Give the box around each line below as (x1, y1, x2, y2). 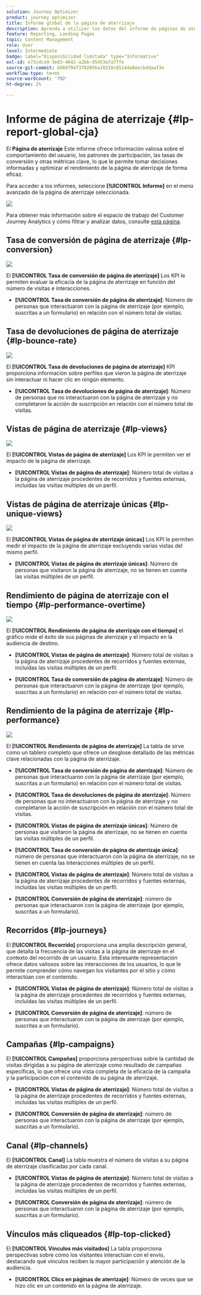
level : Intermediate (6, 48, 58, 54)
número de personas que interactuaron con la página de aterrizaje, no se (14, 853, 195, 860)
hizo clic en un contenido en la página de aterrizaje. (14, 1282, 142, 1290)
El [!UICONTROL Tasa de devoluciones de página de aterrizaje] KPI (6, 363, 175, 370)
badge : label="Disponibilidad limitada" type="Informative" (6, 53, 160, 59)
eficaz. (6, 171, 23, 178)
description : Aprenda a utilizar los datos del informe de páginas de (6, 25, 186, 32)
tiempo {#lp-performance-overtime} (6, 600, 146, 610)
